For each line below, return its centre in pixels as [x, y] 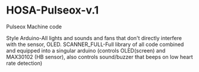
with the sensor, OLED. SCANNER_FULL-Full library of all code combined [95, 44]
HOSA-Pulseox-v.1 [53, 10]
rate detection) [24, 63]
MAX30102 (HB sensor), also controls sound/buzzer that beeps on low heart [99, 57]
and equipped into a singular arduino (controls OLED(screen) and [86, 50]
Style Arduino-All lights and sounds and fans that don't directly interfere [94, 38]
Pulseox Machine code [34, 27]
